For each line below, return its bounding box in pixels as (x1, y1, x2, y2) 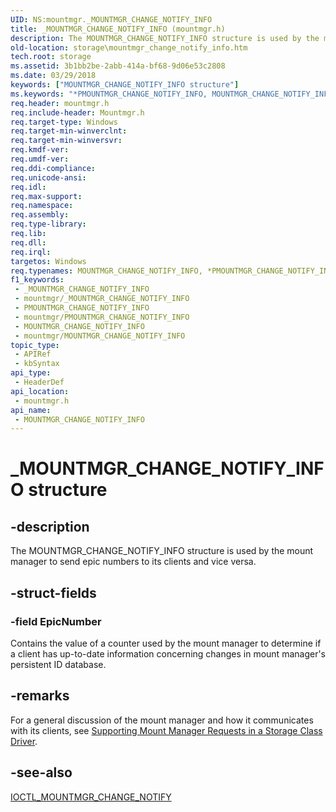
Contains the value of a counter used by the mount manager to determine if (10, 637, 322, 649)
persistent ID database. (10, 658, 107, 670)
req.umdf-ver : (10, 154, 70, 164)
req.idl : (10, 182, 47, 192)
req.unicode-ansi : (10, 172, 87, 183)
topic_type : (10, 340, 60, 350)
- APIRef (14, 349, 52, 360)
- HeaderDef (14, 377, 65, 387)
